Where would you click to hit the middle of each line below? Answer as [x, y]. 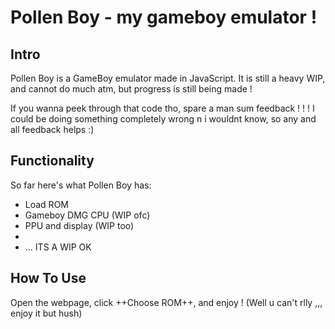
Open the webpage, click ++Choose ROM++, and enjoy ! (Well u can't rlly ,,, [166, 302]
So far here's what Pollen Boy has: [81, 185]
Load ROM [46, 204]
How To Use [48, 278]
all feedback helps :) [52, 129]
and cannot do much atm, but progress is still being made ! [131, 89]
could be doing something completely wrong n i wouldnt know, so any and [163, 119]
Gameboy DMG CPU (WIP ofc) [87, 215]
